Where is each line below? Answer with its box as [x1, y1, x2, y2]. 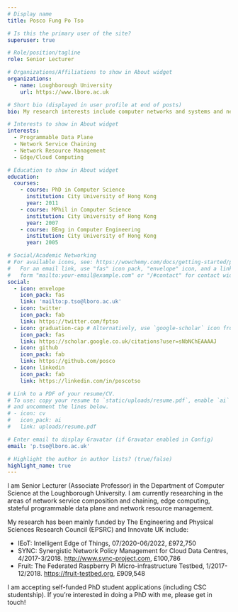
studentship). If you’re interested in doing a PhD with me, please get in [7, 591, 212, 599]
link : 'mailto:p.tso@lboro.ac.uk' [20, 298, 122, 305]
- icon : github [13, 344, 59, 351]
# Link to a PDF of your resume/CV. [7, 390, 115, 398]
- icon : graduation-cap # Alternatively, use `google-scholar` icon [13, 324, 220, 332]
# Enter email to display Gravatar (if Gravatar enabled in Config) [7, 436, 214, 443]
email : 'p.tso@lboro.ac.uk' [7, 442, 91, 449]
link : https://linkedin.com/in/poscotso [20, 377, 141, 384]
